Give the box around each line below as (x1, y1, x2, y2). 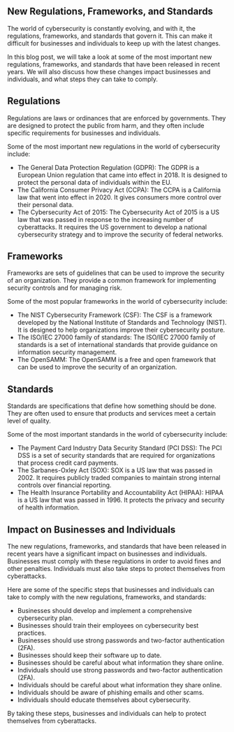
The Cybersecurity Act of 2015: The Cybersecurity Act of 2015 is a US (17, 208, 220, 216)
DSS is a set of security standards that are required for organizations (17, 451, 215, 460)
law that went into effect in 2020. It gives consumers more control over (17, 192, 222, 202)
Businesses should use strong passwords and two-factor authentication (17, 636, 225, 645)
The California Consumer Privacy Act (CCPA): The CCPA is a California (17, 185, 221, 194)
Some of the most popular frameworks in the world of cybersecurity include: (7, 297, 228, 306)
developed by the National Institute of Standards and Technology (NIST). (17, 318, 227, 327)
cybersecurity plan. (17, 614, 73, 622)
